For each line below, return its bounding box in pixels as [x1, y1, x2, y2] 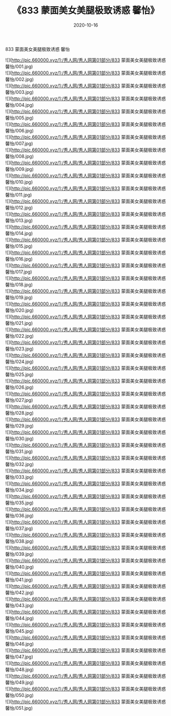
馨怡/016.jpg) [5, 256, 33, 262]
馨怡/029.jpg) [5, 422, 34, 429]
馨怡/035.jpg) [5, 499, 34, 506]
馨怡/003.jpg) [5, 89, 34, 95]
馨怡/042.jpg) [5, 589, 34, 595]
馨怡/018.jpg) [5, 281, 33, 287]
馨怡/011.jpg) [5, 191, 32, 198]
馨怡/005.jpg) [5, 114, 34, 121]
